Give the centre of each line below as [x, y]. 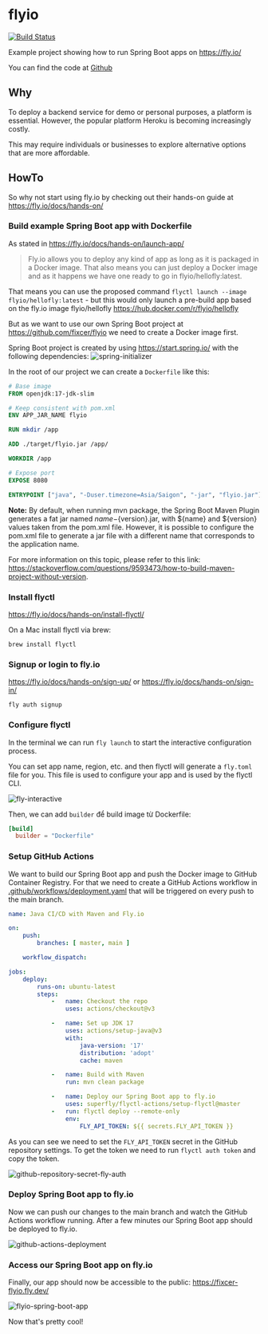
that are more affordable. [49, 152]
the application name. [44, 544]
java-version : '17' [112, 1045]
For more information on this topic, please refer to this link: [104, 559]
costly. [19, 128]
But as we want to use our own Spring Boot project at [96, 324]
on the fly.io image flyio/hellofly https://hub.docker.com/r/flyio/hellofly [124, 308]
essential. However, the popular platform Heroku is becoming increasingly [130, 120]
